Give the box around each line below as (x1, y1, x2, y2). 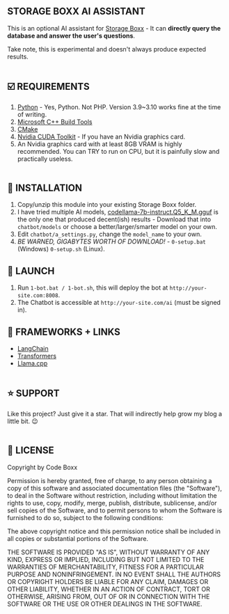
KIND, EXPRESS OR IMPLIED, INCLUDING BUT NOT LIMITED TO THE (7, 555, 205, 563)
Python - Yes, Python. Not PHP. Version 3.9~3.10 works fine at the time (17, 102, 221, 111)
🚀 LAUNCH (7, 265, 55, 277)
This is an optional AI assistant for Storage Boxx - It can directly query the (7, 24, 221, 32)
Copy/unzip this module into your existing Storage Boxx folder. (17, 200, 197, 209)
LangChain (17, 345, 49, 353)
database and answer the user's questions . (7, 31, 136, 40)
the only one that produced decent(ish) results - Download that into (17, 215, 211, 223)
